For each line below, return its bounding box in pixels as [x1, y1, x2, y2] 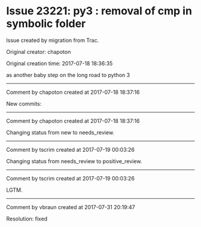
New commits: [6, 100, 42, 107]
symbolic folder [6, 17, 86, 30]
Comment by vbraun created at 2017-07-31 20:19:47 [6, 203, 136, 210]
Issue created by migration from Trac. [6, 36, 99, 44]
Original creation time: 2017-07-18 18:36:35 [6, 60, 113, 67]
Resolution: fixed [6, 215, 48, 222]
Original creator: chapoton [6, 48, 71, 55]
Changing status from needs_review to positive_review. [6, 157, 142, 165]
